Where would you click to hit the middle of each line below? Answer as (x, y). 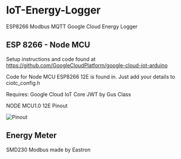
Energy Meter (31, 136)
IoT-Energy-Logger (54, 10)
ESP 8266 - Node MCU (48, 45)
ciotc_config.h (23, 83)
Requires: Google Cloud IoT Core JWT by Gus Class (69, 94)
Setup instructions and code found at (51, 59)
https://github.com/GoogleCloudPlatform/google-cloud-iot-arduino (87, 65)
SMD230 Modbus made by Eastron (48, 150)
